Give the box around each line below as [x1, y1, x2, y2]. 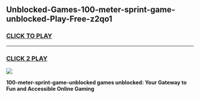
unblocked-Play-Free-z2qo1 [6, 14, 112, 24]
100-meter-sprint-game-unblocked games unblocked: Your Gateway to [6, 78, 187, 86]
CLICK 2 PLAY [6, 54, 48, 62]
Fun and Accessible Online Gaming [6, 85, 95, 92]
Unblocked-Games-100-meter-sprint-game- [6, 5, 176, 15]
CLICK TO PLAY [6, 32, 52, 40]
